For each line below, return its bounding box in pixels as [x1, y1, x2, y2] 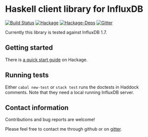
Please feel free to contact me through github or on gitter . [5, 126, 122, 132]
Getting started [5, 43, 53, 52]
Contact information [5, 103, 69, 112]
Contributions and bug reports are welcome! [5, 117, 95, 123]
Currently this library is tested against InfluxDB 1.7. [5, 29, 107, 35]
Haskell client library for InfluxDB [5, 3, 144, 15]
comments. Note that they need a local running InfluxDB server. [5, 89, 134, 95]
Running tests [5, 71, 49, 79]
